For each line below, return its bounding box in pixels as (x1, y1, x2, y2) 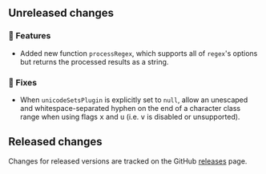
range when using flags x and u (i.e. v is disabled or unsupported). (19, 112, 240, 121)
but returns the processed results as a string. (19, 57, 169, 66)
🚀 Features (8, 30, 51, 42)
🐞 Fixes (8, 77, 38, 88)
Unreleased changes (8, 6, 115, 20)
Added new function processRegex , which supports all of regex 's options (19, 48, 258, 58)
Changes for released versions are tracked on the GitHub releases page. (8, 156, 248, 166)
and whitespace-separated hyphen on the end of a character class (19, 103, 241, 113)
